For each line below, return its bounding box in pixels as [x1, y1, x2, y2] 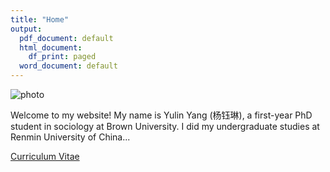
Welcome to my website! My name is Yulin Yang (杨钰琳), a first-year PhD [10, 109, 313, 121]
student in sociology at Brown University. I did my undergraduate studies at [10, 121, 320, 132]
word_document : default [19, 61, 118, 71]
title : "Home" [10, 14, 70, 25]
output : [10, 24, 43, 34]
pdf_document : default [19, 33, 114, 43]
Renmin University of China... [10, 131, 131, 143]
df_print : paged [28, 52, 97, 62]
